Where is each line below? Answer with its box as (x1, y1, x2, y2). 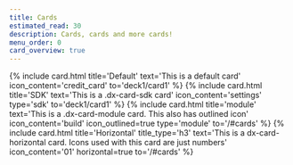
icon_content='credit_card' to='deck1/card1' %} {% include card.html (9, 80, 263, 91)
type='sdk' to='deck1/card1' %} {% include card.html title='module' (9, 99, 256, 110)
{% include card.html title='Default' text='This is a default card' (9, 70, 241, 81)
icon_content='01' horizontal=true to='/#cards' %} (9, 146, 194, 157)
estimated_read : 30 (9, 21, 82, 30)
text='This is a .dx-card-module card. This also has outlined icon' (9, 109, 249, 120)
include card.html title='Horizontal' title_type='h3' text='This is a (9, 128, 245, 138)
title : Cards (9, 12, 58, 22)
